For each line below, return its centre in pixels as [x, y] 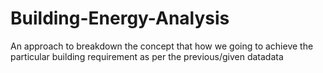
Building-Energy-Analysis [120, 18]
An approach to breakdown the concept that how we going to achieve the [162, 46]
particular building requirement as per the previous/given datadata [147, 56]
